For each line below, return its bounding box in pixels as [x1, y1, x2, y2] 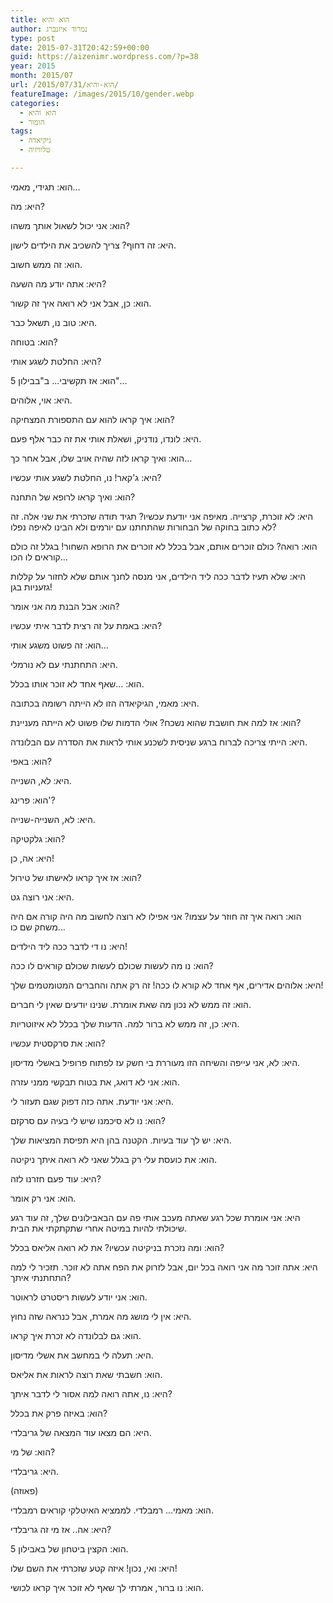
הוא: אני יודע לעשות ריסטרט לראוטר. [10, 1291, 148, 1303]
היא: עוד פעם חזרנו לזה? [10, 1172, 102, 1185]
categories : [10, 98, 60, 108]
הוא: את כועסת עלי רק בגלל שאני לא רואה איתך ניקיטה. [10, 1153, 218, 1165]
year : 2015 [10, 61, 56, 71]
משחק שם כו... [10, 921, 66, 933]
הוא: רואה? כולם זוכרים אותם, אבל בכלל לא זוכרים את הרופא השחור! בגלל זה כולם [10, 540, 318, 552]
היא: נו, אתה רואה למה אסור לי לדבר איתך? [10, 1387, 173, 1400]
